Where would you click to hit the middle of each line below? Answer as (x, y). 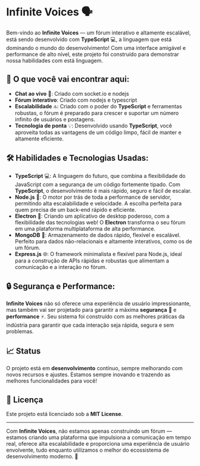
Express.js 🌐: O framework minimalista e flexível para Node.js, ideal (99, 254)
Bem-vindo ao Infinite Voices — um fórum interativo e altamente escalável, (99, 32)
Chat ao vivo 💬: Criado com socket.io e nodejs (72, 93)
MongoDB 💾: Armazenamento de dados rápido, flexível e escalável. (98, 235)
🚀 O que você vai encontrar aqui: (68, 79)
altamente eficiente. (39, 139)
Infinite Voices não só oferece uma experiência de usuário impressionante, (99, 304)
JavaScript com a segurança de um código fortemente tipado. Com (97, 184)
